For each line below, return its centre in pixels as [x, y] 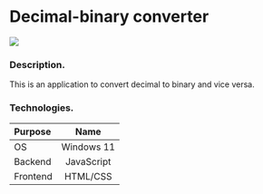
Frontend [33, 176]
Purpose [33, 131]
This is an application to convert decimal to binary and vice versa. [132, 84]
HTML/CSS [88, 176]
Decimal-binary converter [109, 17]
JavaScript [88, 161]
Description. [37, 64]
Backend [33, 161]
